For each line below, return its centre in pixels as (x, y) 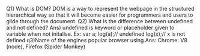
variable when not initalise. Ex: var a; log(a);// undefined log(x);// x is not (95, 34)
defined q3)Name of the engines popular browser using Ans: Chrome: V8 (97, 40)
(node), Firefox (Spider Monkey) (46, 46)
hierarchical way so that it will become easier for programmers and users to (100, 15)
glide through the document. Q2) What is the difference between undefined (100, 21)
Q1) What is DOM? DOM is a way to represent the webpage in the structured (100, 9)
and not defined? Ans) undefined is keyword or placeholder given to (90, 27)
